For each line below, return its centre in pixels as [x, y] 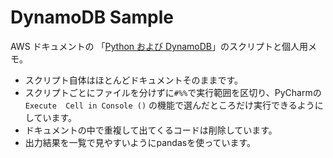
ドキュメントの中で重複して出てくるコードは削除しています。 [151, 130]
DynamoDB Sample [92, 17]
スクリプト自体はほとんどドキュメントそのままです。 [133, 80]
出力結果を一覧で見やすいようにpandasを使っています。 [140, 142]
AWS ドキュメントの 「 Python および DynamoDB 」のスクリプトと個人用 [159, 46]
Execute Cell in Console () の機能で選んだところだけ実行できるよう [169, 105]
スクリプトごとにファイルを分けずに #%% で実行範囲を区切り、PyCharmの [173, 92]
